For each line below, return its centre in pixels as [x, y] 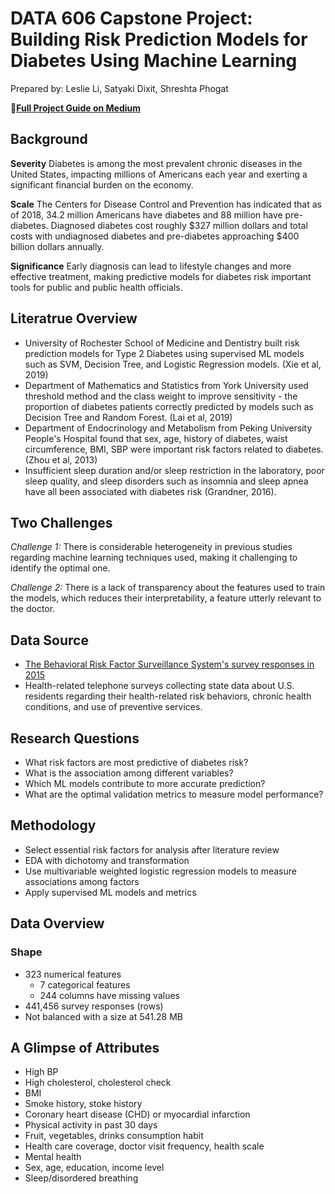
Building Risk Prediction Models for [159, 39]
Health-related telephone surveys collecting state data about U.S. [159, 686]
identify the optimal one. [60, 568]
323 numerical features [73, 974]
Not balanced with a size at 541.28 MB [103, 1016]
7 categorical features [85, 984]
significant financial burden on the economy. [102, 184]
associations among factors [82, 881]
